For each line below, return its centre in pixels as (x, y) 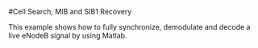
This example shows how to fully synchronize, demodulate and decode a (129, 27)
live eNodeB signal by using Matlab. (68, 36)
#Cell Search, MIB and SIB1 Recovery (70, 12)
